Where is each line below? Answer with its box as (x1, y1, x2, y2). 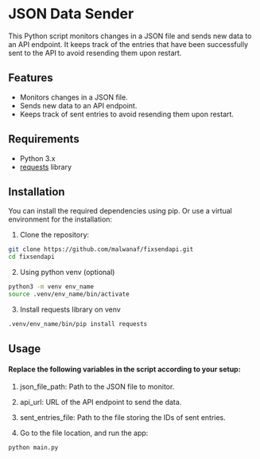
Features (8, 71, 53, 84)
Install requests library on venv (19, 304, 121, 314)
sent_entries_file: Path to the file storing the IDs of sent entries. (19, 413, 227, 422)
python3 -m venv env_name (8, 283, 94, 291)
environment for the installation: (8, 214, 113, 224)
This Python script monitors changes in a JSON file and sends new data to (8, 31, 252, 41)
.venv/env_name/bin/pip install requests (8, 320, 148, 328)
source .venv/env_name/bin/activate (8, 290, 130, 298)
